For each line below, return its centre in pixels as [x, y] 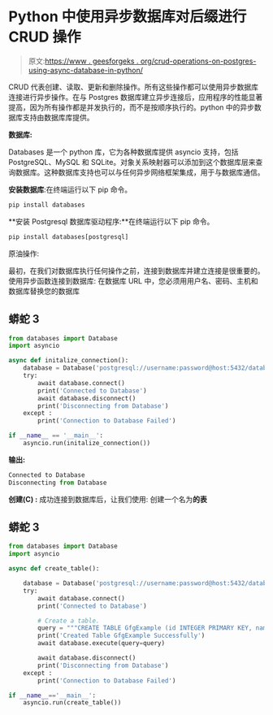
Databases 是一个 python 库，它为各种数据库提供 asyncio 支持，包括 [123, 152]
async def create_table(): [54, 569]
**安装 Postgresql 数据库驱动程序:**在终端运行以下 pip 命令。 [111, 221]
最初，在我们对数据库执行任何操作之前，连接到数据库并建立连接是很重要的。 [136, 271]
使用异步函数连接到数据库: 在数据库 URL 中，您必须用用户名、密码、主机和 [133, 280]
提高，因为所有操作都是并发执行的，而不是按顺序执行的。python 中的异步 [131, 107]
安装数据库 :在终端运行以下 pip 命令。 [70, 189]
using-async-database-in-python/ [86, 70]
